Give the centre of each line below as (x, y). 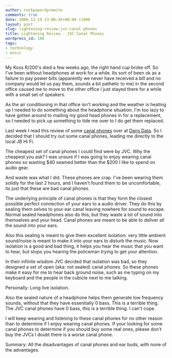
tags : (11, 43)
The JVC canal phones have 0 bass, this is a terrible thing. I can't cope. (80, 308)
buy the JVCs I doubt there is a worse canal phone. (59, 335)
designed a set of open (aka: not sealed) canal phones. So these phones (82, 267)
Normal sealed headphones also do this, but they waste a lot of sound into (84, 214)
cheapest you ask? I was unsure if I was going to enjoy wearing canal (79, 157)
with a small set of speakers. (35, 94)
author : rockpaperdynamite (34, 10)
